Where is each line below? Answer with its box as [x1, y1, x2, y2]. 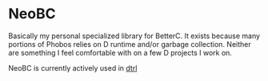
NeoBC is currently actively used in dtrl [8, 63, 138, 72]
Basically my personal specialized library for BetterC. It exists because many [8, 31, 261, 40]
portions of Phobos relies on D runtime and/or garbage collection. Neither [8, 39, 251, 48]
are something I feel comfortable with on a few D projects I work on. [8, 48, 232, 57]
